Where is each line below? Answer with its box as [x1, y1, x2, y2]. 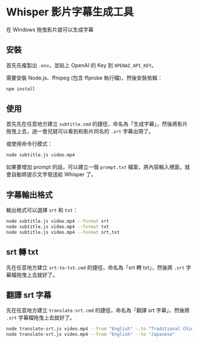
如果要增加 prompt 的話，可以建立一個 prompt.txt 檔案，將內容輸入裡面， [6, 163, 185, 171]
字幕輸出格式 [6, 190, 53, 200]
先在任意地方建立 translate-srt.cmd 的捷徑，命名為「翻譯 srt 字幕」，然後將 [6, 307, 190, 314]
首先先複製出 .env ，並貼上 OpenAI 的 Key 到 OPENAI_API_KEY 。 [6, 61, 157, 68]
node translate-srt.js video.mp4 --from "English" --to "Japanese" [6, 331, 176, 338]
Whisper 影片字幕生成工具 [6, 5, 134, 19]
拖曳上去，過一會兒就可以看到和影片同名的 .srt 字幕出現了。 [6, 128, 154, 135]
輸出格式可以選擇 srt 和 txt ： [6, 207, 78, 214]
